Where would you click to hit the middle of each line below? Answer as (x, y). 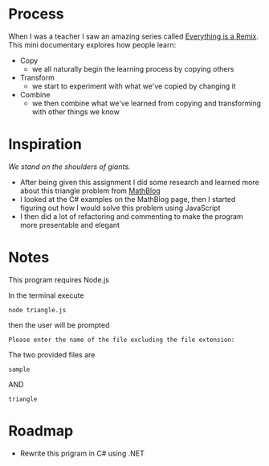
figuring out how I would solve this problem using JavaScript (120, 208)
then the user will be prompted (59, 325)
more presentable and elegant (70, 225)
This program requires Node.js (59, 279)
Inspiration (45, 144)
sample (19, 369)
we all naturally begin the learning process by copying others (133, 68)
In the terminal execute (46, 295)
